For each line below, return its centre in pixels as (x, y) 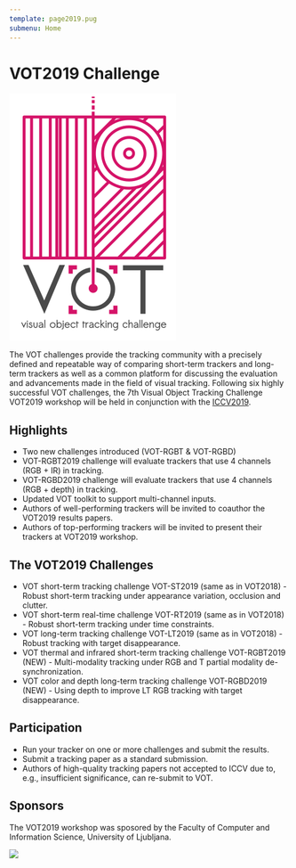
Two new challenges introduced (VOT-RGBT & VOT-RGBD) (129, 452)
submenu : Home (36, 28)
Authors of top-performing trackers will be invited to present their (142, 528)
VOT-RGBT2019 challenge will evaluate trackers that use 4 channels (146, 461)
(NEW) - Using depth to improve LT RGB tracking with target (132, 691)
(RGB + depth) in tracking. (70, 489)
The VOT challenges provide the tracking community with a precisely (136, 355)
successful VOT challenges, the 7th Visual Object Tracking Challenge (136, 393)
